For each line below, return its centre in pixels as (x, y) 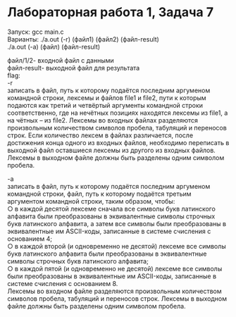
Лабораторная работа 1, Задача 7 (111, 12)
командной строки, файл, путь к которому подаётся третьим (99, 194)
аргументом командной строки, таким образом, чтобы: (91, 201)
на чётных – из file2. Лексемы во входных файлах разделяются (103, 120)
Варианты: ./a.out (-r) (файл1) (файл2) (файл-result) (83, 39)
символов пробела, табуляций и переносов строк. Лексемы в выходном (117, 298)
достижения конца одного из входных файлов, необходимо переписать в (118, 142)
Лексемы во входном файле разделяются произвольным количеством (114, 291)
